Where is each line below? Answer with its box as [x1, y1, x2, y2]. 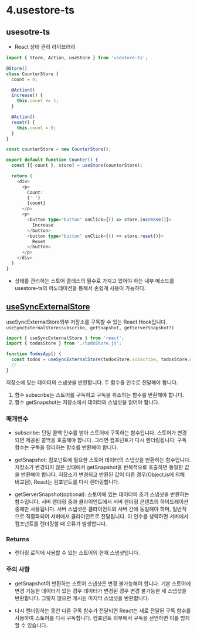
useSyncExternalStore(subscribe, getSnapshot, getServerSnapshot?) [6, 325, 175, 331]
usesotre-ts [6, 27, 50, 37]
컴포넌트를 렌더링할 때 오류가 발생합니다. [14, 520, 107, 527]
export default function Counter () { [6, 157, 98, 163]
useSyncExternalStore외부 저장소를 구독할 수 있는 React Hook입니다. [6, 318, 168, 325]
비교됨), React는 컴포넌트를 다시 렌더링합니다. [14, 478, 120, 485]
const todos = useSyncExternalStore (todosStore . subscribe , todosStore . [11, 356, 191, 363]
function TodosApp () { [6, 351, 62, 357]
